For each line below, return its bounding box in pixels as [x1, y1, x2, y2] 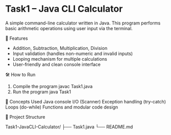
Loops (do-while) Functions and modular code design [5, 104, 118, 110]
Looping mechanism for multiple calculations [12, 56, 107, 62]
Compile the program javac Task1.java [12, 83, 93, 89]
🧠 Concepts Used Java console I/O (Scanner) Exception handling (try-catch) [5, 98, 166, 104]
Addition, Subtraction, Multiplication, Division [12, 45, 108, 51]
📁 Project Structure [5, 114, 45, 120]
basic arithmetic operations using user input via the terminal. [5, 25, 133, 31]
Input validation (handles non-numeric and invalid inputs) [12, 50, 133, 57]
